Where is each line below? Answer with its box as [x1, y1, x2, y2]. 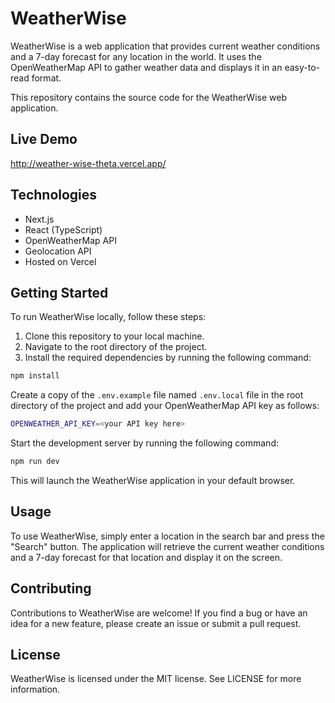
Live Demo [10, 131, 78, 148]
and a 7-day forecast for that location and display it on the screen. [10, 551, 283, 563]
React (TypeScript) [24, 223, 103, 236]
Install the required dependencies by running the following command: [24, 352, 312, 364]
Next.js [24, 213, 55, 225]
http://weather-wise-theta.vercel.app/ [10, 157, 167, 169]
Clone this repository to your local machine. [24, 330, 205, 342]
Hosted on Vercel [24, 255, 97, 267]
